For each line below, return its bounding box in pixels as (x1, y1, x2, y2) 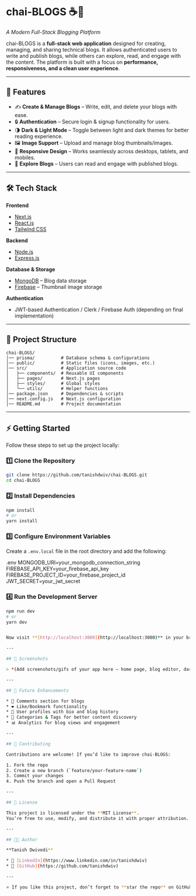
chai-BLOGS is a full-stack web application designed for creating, (6, 40, 166, 47)
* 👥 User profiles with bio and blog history (6, 709, 118, 715)
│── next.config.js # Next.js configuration (6, 396, 121, 402)
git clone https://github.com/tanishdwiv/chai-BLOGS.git (6, 472, 148, 478)
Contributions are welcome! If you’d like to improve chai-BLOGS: (6, 752, 171, 757)
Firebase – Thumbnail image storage (14, 283, 103, 290)
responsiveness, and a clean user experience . (6, 64, 120, 71)
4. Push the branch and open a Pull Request (6, 778, 116, 784)
